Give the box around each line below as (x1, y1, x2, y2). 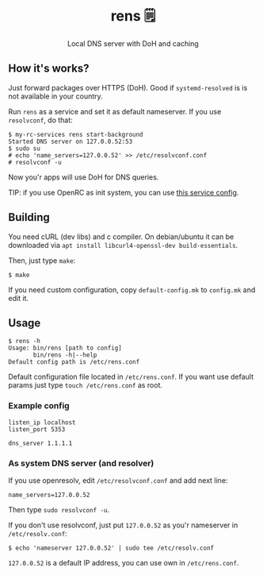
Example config (8, 400, 70, 411)
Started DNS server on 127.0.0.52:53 (8, 137, 133, 145)
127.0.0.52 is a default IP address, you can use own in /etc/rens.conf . (8, 558, 239, 567)
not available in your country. (8, 91, 103, 101)
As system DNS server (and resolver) (8, 457, 154, 469)
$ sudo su (8, 145, 41, 152)
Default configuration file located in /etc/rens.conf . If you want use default (8, 372, 254, 382)
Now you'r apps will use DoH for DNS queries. (8, 172, 159, 182)
